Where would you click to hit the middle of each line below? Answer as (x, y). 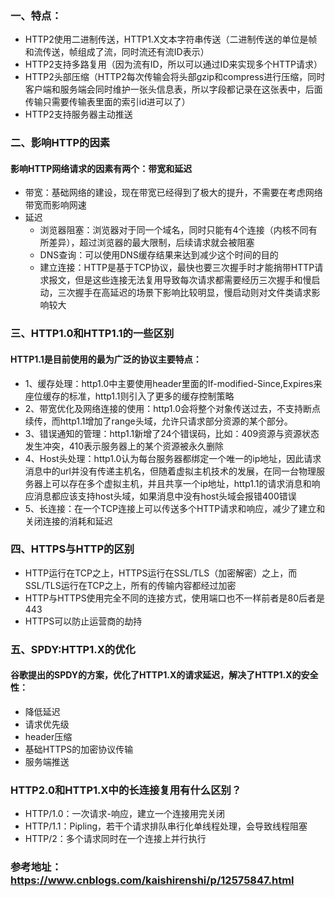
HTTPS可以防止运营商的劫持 (83, 621)
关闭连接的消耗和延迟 (68, 521)
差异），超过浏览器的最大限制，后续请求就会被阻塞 (151, 243)
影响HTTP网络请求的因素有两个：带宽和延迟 (101, 168)
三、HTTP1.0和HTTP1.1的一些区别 (92, 334)
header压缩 (48, 736)
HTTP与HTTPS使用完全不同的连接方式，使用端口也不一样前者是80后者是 (175, 598)
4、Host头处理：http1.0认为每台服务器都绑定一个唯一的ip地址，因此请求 (173, 458)
